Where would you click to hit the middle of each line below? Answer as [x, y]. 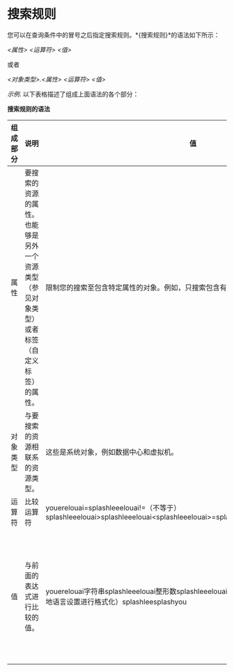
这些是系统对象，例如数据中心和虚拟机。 [112, 452]
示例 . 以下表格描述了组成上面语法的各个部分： [73, 94]
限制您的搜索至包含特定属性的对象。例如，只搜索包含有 [136, 288]
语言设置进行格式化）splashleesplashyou [120, 602]
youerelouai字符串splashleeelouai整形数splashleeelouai [136, 591]
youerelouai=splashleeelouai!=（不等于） [113, 508]
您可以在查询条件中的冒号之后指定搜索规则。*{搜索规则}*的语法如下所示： [114, 35]
